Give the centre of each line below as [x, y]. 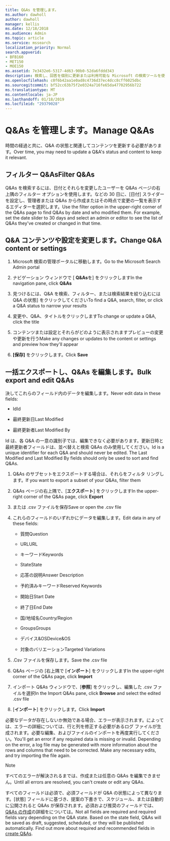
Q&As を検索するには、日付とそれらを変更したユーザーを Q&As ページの [81, 188]
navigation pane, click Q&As [42, 283]
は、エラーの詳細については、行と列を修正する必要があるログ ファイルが [81, 726]
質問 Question [34, 534]
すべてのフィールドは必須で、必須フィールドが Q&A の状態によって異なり [81, 792]
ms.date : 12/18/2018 [27, 29]
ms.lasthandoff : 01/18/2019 [35, 99]
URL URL [29, 544]
